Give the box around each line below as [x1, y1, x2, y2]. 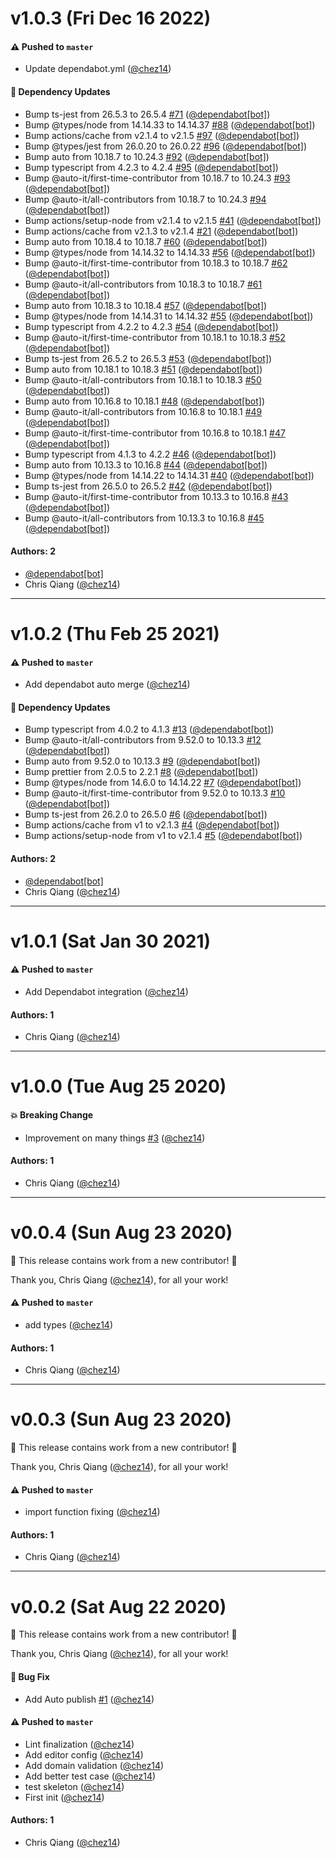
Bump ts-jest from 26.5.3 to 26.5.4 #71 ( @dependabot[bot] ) [24, 108, 271, 120]
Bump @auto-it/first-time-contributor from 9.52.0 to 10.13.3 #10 [24, 787, 286, 799]
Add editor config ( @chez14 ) [24, 1748, 144, 1761]
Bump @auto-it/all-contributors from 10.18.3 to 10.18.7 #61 [24, 278, 263, 290]
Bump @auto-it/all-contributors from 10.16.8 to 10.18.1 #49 [24, 405, 263, 417]
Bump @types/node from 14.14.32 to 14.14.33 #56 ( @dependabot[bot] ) [24, 246, 316, 258]
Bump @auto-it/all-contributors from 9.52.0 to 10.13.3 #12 [24, 734, 262, 746]
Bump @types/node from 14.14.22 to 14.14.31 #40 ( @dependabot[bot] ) [24, 469, 315, 481]
